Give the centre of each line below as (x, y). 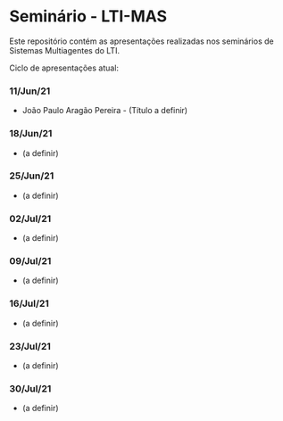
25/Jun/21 (32, 176)
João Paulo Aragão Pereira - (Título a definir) (105, 111)
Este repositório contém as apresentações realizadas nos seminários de (141, 41)
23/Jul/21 (30, 346)
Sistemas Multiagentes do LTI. (65, 50)
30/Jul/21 (30, 388)
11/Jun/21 (30, 91)
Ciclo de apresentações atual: (64, 68)
